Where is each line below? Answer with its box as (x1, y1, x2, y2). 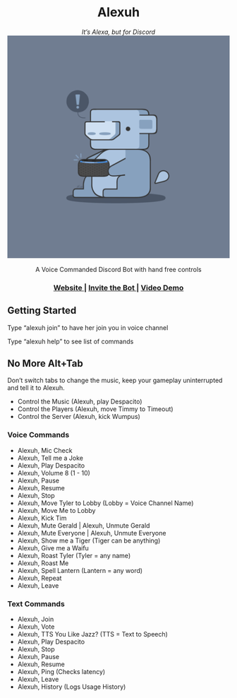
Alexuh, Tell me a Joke (17, 454, 83, 462)
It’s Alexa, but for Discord (81, 28, 156, 36)
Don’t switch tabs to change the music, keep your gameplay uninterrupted (7, 376, 223, 385)
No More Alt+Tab (7, 357, 83, 369)
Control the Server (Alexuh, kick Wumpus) (17, 413, 141, 421)
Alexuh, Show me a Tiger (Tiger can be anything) (17, 536, 161, 545)
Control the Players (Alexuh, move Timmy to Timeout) (17, 405, 174, 413)
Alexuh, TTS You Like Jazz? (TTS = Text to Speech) (17, 630, 168, 639)
